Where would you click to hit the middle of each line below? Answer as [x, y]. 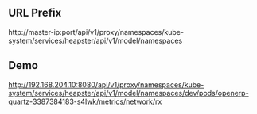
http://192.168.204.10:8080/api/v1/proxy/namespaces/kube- [106, 84]
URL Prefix [35, 13]
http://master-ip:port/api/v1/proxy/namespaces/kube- [96, 32]
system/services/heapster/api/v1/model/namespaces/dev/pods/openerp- [128, 93]
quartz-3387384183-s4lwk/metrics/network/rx [85, 101]
